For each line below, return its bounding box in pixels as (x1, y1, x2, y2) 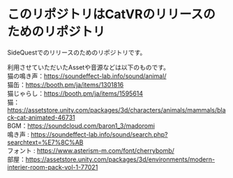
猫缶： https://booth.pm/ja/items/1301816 (7, 80, 124, 89)
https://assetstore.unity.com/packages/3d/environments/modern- (25, 155, 215, 163)
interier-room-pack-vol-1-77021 (7, 163, 98, 171)
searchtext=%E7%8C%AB (7, 138, 84, 147)
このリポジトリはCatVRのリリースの (7, 6, 216, 22)
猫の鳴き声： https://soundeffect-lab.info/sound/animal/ (7, 71, 167, 80)
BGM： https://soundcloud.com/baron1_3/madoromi (7, 121, 156, 130)
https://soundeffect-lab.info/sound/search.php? (30, 130, 168, 138)
